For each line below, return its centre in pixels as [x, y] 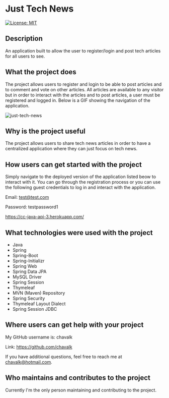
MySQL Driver [27, 277]
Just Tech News [39, 9]
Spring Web [25, 266]
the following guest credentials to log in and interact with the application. [80, 188]
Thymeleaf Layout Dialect [39, 304]
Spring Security [29, 298]
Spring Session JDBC [35, 309]
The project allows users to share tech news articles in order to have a [78, 143]
